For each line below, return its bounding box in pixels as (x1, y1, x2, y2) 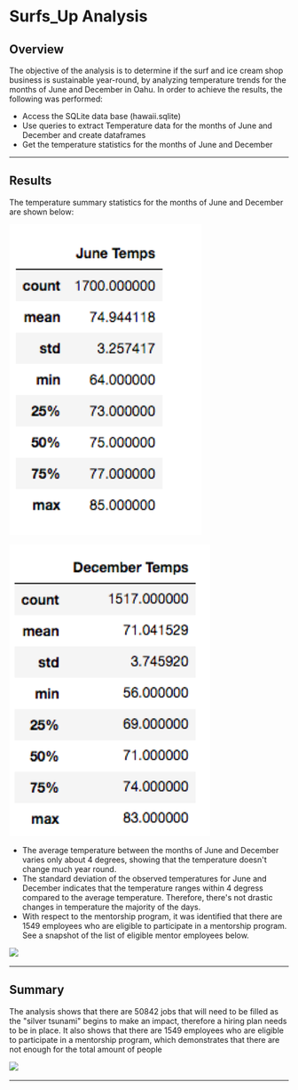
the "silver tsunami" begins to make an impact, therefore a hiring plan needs (9, 1015, 287, 1026)
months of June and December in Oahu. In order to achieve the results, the (9, 85, 283, 94)
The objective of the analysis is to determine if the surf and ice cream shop (9, 65, 284, 76)
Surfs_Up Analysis (9, 6, 148, 27)
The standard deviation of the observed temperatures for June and (21, 873, 268, 884)
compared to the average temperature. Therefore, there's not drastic (21, 892, 273, 902)
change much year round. (21, 863, 117, 874)
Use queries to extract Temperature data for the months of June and (21, 120, 273, 131)
